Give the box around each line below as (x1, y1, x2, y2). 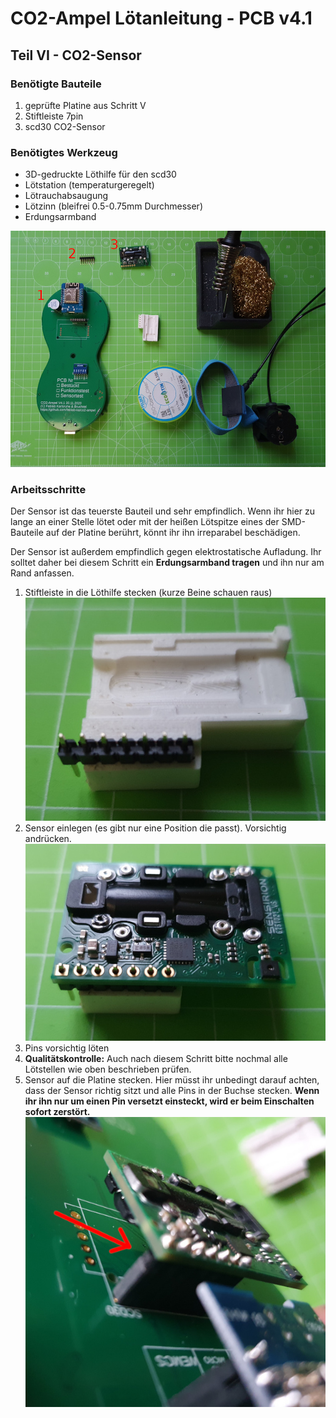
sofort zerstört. (24, 1106, 91, 1118)
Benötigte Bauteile (10, 77, 102, 91)
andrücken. (24, 832, 72, 844)
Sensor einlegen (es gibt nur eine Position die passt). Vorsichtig (24, 822, 287, 834)
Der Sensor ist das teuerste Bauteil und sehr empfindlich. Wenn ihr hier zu (10, 505, 316, 517)
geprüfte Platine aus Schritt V (24, 99, 147, 111)
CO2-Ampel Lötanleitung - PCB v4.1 (10, 7, 313, 30)
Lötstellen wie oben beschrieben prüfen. (24, 1063, 192, 1076)
